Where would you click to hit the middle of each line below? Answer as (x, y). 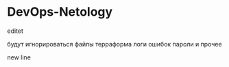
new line (19, 57)
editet (15, 31)
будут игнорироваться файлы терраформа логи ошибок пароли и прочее (114, 44)
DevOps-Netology (60, 12)
